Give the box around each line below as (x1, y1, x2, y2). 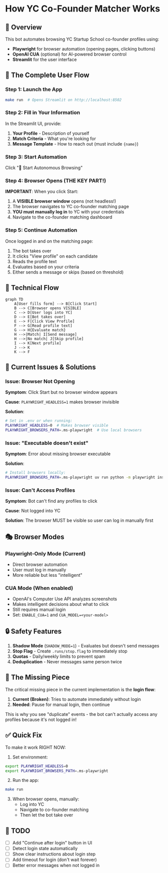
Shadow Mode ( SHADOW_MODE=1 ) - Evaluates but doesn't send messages (12, 643, 159, 649)
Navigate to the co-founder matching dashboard (12, 214, 112, 220)
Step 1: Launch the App (5, 86, 62, 93)
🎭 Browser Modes (5, 532, 64, 541)
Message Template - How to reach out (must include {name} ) (12, 141, 139, 147)
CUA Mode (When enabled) (5, 584, 73, 591)
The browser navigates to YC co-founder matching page (12, 204, 129, 210)
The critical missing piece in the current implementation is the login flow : (5, 686, 156, 692)
